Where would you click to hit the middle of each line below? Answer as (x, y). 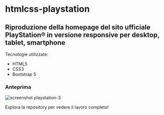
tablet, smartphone (35, 43)
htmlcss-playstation (48, 9)
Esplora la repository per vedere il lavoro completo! (57, 107)
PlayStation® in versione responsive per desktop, (82, 35)
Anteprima (18, 87)
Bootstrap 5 (24, 74)
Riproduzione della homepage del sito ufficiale (78, 27)
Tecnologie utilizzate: (27, 54)
